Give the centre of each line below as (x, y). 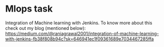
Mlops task (29, 9)
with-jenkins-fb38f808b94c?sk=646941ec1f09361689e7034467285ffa (80, 39)
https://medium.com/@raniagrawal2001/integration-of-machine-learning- (82, 33)
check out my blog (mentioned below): (46, 28)
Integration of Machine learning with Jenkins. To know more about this (79, 23)
